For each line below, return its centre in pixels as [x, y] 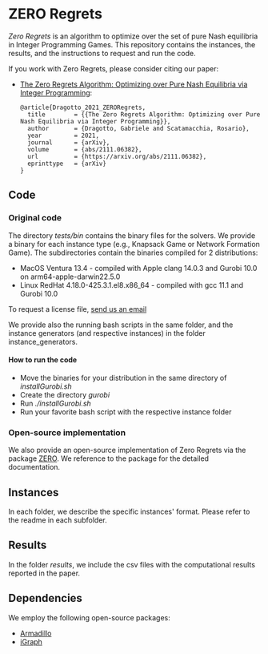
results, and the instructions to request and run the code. [102, 53]
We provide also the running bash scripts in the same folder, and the [121, 325]
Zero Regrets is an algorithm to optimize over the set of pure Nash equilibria [133, 36]
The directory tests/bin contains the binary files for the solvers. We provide [132, 235]
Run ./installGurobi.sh [56, 403]
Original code [35, 218]
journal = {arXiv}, [69, 142]
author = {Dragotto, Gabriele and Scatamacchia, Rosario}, [138, 128]
